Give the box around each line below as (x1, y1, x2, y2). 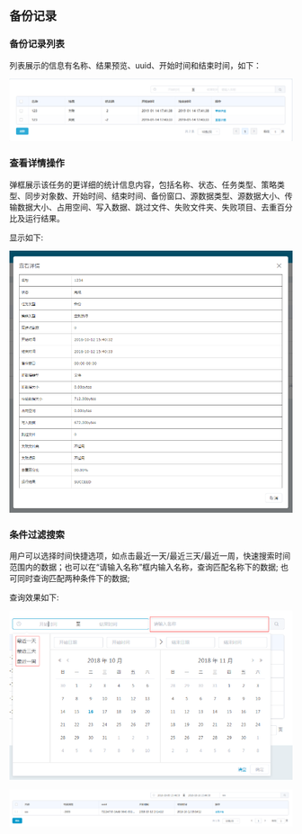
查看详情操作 (9, 157, 66, 169)
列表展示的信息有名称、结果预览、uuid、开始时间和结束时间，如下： (9, 59, 262, 70)
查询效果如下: (9, 592, 60, 603)
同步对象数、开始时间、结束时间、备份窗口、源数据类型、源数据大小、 (24, 190, 285, 201)
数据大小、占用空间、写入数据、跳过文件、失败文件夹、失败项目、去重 (16, 202, 277, 212)
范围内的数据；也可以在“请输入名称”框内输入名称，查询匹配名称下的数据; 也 (9, 561, 289, 573)
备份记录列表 (9, 38, 66, 50)
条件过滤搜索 (9, 529, 66, 542)
